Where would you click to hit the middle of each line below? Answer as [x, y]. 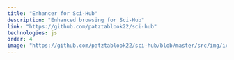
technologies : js [32, 33]
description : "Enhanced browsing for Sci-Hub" [76, 20]
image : [17, 46]
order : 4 [20, 39]
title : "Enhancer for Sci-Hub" [53, 13]
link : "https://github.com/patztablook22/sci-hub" [82, 26]
